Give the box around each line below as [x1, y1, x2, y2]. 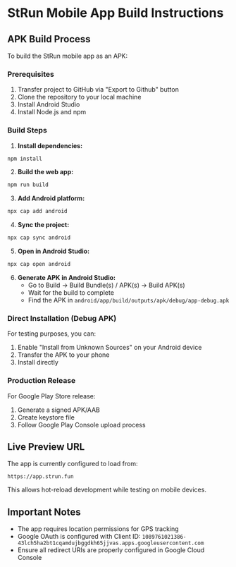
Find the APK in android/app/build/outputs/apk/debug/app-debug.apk [27, 295, 230, 304]
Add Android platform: [17, 194, 85, 202]
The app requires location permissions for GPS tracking [17, 525, 179, 533]
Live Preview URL [7, 441, 85, 453]
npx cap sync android [7, 234, 71, 241]
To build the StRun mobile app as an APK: [7, 51, 128, 60]
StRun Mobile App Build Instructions [7, 5, 224, 21]
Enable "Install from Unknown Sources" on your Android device [17, 343, 202, 352]
